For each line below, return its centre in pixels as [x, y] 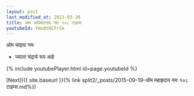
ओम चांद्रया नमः [20, 45]
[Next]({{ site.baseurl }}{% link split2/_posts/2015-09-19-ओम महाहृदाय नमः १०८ [97, 80]
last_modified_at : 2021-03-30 [43, 17]
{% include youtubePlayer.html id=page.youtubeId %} [72, 69]
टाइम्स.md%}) [21, 87]
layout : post [22, 12]
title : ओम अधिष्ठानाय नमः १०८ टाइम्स [44, 23]
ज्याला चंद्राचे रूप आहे [34, 57]
